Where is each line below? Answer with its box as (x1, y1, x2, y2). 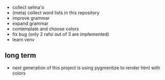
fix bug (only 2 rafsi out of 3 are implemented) (12, 31, 109, 37)
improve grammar (12, 15, 50, 21)
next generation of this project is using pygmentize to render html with (12, 64, 160, 70)
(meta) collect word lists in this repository (12, 10, 100, 16)
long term (5, 51, 36, 60)
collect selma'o (12, 5, 44, 10)
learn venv (12, 36, 35, 43)
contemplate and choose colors (12, 26, 79, 32)
